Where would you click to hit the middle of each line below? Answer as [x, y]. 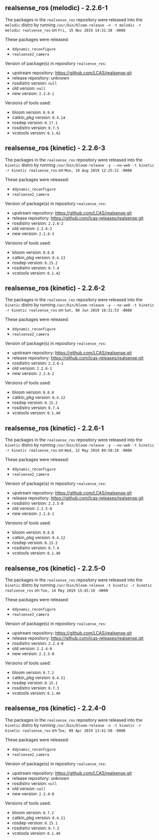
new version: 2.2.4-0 [33, 793]
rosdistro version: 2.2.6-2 [38, 223]
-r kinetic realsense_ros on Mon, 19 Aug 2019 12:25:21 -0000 [69, 170]
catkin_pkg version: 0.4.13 [39, 257]
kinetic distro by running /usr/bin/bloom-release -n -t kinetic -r [73, 725]
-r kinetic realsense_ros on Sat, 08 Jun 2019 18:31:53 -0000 [69, 310]
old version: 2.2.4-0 [32, 649]
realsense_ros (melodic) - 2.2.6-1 [56, 8]
